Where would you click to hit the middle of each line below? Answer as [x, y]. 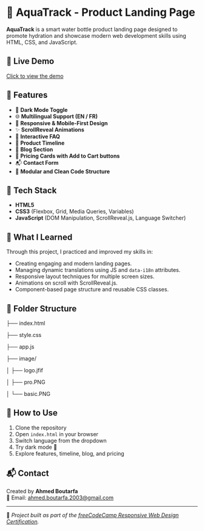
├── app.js [20, 347]
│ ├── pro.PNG [26, 382]
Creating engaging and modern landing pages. [73, 263]
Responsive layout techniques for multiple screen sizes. [85, 277]
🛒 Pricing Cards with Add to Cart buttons [67, 156]
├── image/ [22, 359]
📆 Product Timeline [40, 143]
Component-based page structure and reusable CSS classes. [92, 290]
